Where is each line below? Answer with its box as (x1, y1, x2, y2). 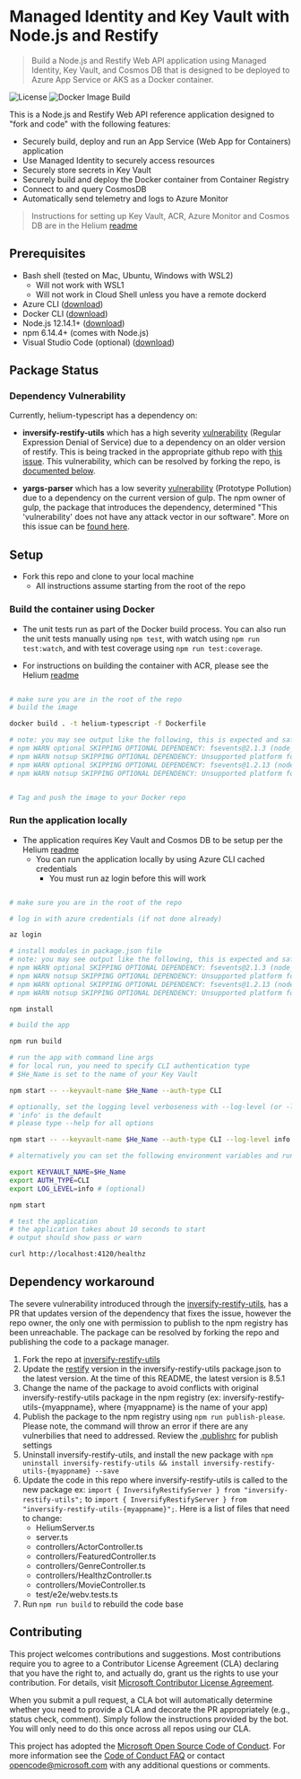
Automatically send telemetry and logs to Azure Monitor (21, 193, 228, 204)
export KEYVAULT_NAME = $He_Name (9, 1167, 126, 1177)
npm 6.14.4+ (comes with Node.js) (21, 327, 150, 338)
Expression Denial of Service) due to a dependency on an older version (21, 437, 286, 448)
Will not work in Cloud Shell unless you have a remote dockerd (35, 289, 267, 300)
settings (21, 1440, 53, 1450)
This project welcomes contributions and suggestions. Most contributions (9, 1648, 281, 1659)
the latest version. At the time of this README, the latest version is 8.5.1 (21, 1372, 285, 1384)
